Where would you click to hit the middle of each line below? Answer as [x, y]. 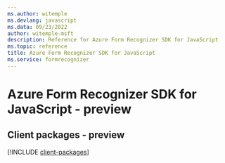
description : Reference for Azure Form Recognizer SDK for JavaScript [113, 40]
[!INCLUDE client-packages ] [48, 152]
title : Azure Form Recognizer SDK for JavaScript [82, 53]
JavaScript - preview [70, 109]
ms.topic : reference [38, 46]
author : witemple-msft [40, 33]
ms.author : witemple [38, 14]
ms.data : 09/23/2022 [38, 27]
